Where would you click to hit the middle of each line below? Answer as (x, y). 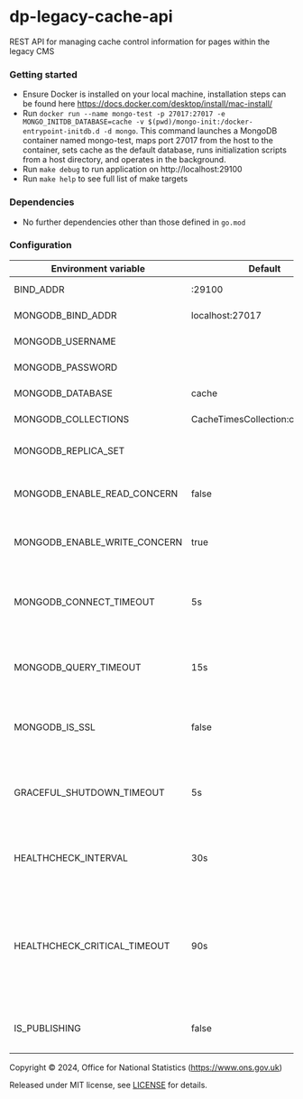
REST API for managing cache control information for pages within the (140, 42)
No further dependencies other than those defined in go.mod (134, 222)
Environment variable (98, 268)
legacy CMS (32, 51)
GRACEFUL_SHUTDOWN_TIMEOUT (89, 792)
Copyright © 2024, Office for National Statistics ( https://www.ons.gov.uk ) (146, 1067)
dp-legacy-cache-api (91, 17)
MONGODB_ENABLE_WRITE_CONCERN (98, 541)
